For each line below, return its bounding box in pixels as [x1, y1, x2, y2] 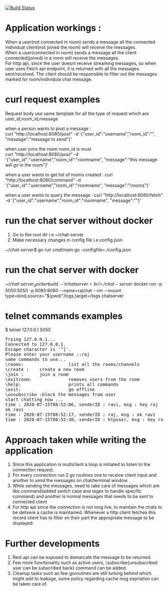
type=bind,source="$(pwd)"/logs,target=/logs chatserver [5, 293, 124, 299]
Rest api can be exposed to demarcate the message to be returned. [12, 554, 151, 560]
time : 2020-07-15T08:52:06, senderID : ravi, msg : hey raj [5, 402, 158, 408]
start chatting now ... [5, 397, 63, 403]
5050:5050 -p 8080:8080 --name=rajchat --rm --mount [5, 287, 121, 293]
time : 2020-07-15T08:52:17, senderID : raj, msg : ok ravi [5, 412, 156, 418]
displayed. [12, 520, 34, 526]
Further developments [5, 538, 100, 549]
